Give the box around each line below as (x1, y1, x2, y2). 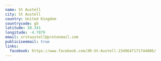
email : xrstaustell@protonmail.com (5, 35, 79, 40)
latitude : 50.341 (5, 26, 41, 30)
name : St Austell (5, 7, 41, 12)
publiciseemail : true (5, 39, 50, 44)
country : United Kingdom (5, 16, 56, 21)
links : (5, 44, 19, 49)
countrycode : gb (5, 21, 39, 26)
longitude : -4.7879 (5, 30, 46, 35)
